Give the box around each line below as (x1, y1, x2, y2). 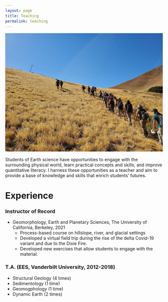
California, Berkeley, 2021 (12, 224, 65, 230)
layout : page (5, 8, 32, 13)
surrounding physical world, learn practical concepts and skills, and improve (5, 162, 162, 168)
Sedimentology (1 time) (12, 280, 60, 286)
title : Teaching (5, 13, 39, 19)
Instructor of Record (5, 208, 55, 215)
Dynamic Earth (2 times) (12, 291, 62, 297)
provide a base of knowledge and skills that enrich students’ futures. (5, 172, 146, 178)
